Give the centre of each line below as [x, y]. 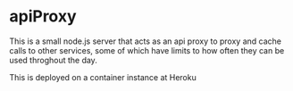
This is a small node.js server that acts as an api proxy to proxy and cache [145, 41]
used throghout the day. [54, 60]
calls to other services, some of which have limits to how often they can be [147, 50]
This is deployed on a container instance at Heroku [103, 77]
